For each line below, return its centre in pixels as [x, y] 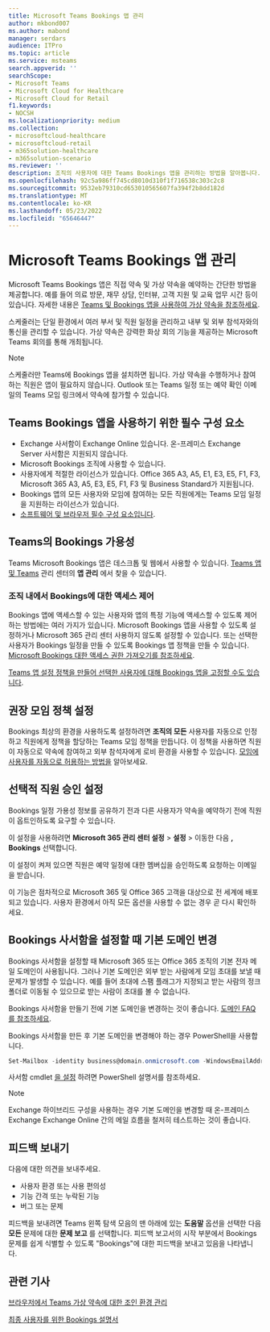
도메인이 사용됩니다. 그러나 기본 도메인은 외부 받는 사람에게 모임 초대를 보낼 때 [139, 971]
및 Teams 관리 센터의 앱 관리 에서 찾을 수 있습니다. [88, 572]
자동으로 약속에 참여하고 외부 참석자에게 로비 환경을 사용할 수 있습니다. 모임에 [138, 751]
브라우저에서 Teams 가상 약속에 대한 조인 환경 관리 [88, 1302]
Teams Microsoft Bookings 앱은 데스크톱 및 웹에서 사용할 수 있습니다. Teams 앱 [135, 563]
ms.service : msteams [43, 61]
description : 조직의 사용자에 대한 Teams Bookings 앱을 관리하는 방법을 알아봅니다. [135, 173]
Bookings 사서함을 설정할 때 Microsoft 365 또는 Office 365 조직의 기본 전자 [129, 961]
